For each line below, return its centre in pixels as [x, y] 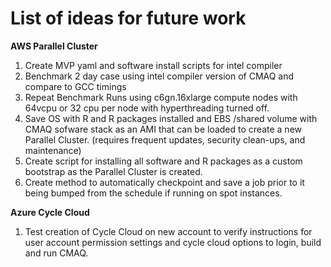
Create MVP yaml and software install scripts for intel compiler [153, 65]
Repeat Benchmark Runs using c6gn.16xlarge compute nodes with [161, 97]
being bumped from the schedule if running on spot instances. [153, 193]
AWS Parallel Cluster [54, 46]
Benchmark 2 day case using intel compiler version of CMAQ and [159, 76]
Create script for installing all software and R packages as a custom [163, 161]
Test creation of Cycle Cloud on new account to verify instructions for [168, 231]
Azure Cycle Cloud [50, 212]
